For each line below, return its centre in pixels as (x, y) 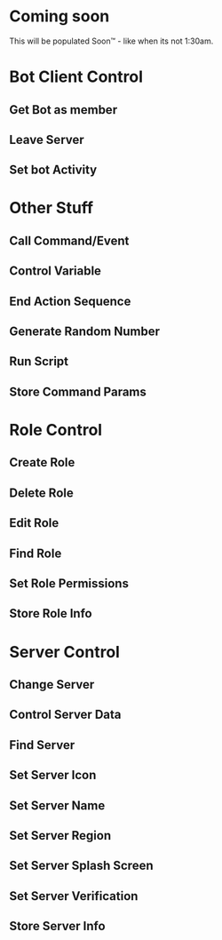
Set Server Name (57, 805)
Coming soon (59, 16)
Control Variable (55, 271)
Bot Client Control (76, 77)
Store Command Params (78, 391)
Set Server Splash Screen (81, 866)
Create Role (42, 462)
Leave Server (47, 139)
